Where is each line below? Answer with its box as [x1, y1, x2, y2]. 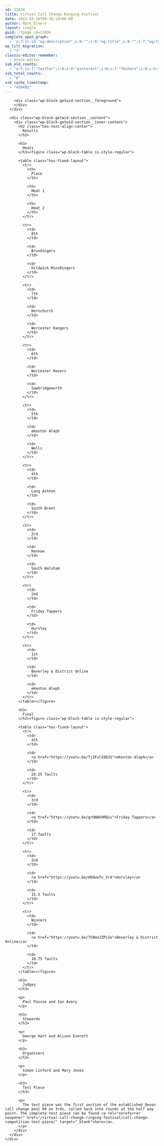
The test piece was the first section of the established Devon [22, 1102, 156, 1107]
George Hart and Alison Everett [22, 1033, 89, 1039]
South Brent [31, 506, 56, 510]
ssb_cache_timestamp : [5, 80, 49, 85]
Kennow [31, 549, 45, 554]
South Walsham [31, 566, 60, 571]
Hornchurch [31, 308, 54, 313]
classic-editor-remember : [5, 52, 58, 58]
